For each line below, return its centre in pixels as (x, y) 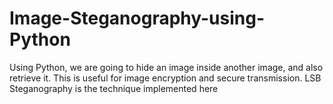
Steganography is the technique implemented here (114, 88)
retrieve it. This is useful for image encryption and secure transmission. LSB (165, 78)
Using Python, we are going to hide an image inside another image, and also (166, 67)
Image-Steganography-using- (137, 18)
